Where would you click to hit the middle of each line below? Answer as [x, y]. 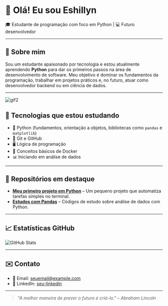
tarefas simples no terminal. [41, 196]
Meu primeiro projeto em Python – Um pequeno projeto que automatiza [87, 191]
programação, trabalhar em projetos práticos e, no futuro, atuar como [77, 80]
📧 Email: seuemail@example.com [46, 278]
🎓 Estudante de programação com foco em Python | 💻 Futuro [70, 24]
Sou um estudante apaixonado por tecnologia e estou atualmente [72, 64]
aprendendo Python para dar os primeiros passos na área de [68, 69]
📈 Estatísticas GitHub [40, 228]
